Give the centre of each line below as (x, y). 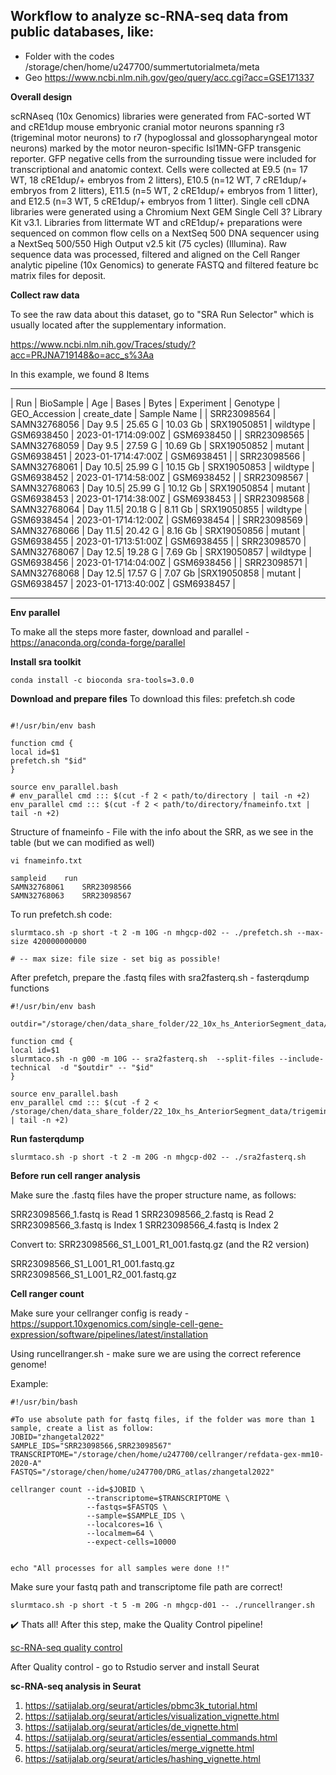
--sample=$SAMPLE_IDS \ (136, 1515)
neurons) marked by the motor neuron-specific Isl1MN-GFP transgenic (156, 148)
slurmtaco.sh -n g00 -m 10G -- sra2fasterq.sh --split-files (142, 1059)
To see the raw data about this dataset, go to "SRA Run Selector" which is (162, 314)
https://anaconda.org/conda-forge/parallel (98, 642)
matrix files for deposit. (58, 275)
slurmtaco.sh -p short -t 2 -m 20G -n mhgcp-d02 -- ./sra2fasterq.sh (158, 1157)
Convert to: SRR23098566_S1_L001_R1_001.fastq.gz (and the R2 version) (160, 1244)
